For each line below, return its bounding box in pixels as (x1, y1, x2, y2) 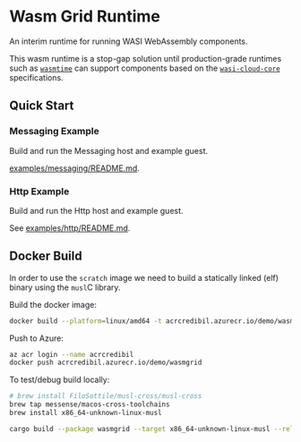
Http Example (9, 185, 70, 198)
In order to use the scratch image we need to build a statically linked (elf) (9, 272, 279, 283)
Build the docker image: (9, 299, 97, 310)
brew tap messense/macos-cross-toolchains (9, 400, 170, 409)
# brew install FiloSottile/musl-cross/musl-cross (9, 392, 202, 401)
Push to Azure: (9, 333, 64, 344)
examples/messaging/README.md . (9, 163, 141, 174)
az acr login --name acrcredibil (9, 350, 134, 359)
